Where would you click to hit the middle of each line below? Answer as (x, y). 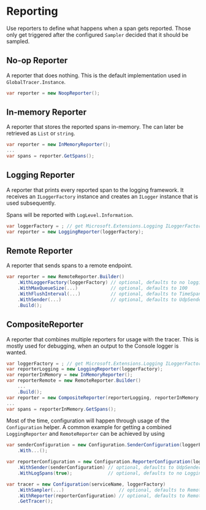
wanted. (17, 352)
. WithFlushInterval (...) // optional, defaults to (97, 294)
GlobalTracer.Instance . (36, 82)
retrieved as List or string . (41, 134)
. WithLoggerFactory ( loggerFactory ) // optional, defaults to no (101, 283)
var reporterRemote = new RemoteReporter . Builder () (74, 381)
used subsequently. (31, 203)
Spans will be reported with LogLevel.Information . (70, 215)
